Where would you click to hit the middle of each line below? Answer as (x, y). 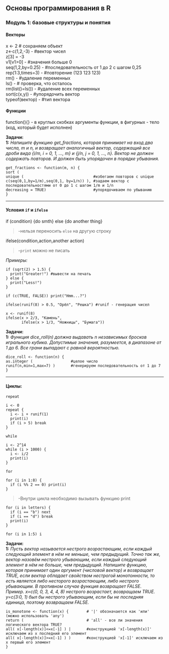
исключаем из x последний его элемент (46, 634)
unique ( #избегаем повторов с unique (80, 176)
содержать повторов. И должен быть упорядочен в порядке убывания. (82, 159)
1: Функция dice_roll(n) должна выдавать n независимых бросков (76, 337)
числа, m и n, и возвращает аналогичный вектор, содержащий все (78, 148)
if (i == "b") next (31, 512)
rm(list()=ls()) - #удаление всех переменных (53, 89)
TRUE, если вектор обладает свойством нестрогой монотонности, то (80, 575)
